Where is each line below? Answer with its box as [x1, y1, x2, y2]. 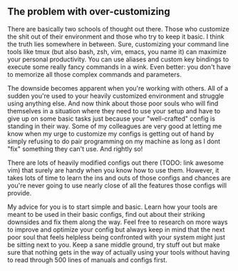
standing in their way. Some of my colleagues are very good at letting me [7, 121, 222, 131]
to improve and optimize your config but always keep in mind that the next [7, 225, 225, 234]
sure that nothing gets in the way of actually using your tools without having [7, 247, 230, 256]
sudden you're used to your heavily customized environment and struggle [7, 91, 224, 100]
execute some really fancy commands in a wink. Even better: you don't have [7, 62, 232, 71]
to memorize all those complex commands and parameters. [7, 70, 182, 78]
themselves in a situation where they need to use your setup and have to [7, 106, 221, 115]
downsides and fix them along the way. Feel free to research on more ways [7, 218, 228, 226]
